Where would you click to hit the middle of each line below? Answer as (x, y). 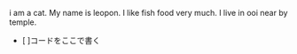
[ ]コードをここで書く (61, 40)
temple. (23, 22)
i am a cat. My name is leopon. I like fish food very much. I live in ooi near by (148, 13)
